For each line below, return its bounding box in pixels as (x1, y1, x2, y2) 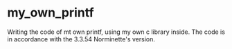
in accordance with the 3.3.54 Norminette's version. (7, 35, 156, 43)
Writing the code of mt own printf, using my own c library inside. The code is (7, 28, 225, 36)
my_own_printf (7, 5, 95, 21)
